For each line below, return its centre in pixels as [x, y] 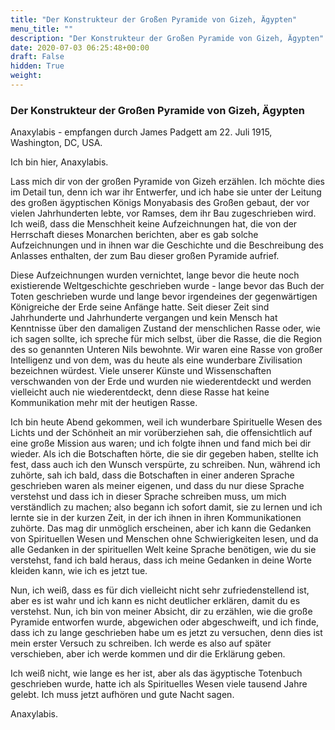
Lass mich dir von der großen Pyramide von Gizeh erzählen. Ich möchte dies [167, 182]
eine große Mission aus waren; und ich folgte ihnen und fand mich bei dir [161, 443]
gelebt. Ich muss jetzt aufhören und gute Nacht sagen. [122, 695]
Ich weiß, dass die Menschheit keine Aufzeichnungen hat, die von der [154, 224]
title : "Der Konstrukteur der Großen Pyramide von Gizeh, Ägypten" [154, 19]
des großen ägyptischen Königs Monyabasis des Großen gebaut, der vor [160, 203]
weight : [26, 76]
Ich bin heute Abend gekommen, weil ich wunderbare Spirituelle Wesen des [166, 422]
